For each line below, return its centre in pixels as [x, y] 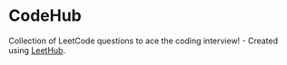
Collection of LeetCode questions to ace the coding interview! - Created [143, 41]
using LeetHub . [37, 50]
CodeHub [45, 16]
